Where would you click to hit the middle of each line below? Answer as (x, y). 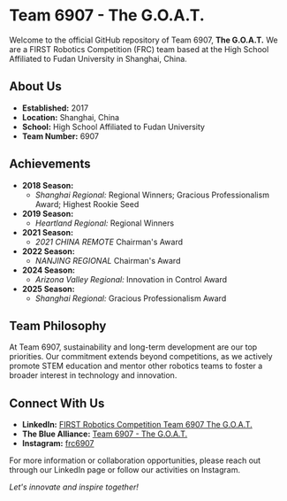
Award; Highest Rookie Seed (87, 204)
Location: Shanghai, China (71, 117)
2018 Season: (48, 185)
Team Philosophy (58, 325)
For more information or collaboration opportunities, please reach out (135, 460)
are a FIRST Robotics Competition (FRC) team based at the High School (139, 49)
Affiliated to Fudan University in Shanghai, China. (98, 58)
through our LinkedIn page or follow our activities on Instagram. (125, 470)
